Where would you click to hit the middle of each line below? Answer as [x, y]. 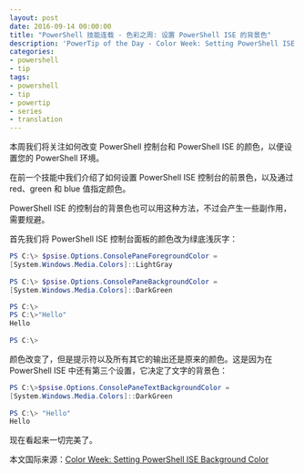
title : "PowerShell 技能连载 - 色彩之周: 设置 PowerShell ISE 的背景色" [141, 35]
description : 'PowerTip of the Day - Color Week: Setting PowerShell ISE [152, 43]
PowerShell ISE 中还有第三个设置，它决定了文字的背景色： [118, 370]
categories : [32, 52]
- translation [36, 119]
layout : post [34, 18]
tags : [20, 77]
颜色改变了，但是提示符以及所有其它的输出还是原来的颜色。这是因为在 [141, 359]
